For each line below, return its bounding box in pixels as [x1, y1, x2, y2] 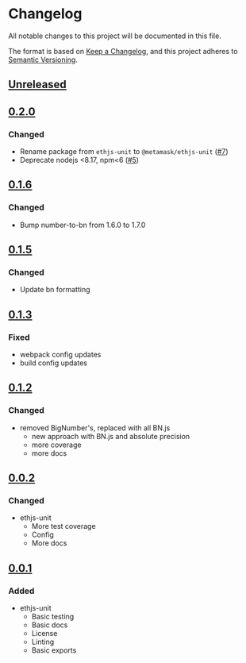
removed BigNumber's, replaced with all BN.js [19, 422, 171, 433]
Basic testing [31, 612, 75, 622]
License [31, 629, 58, 638]
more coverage [31, 440, 82, 449]
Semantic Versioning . [8, 55, 78, 64]
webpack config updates [19, 350, 102, 360]
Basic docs [31, 620, 68, 630]
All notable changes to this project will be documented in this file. [8, 31, 222, 40]
